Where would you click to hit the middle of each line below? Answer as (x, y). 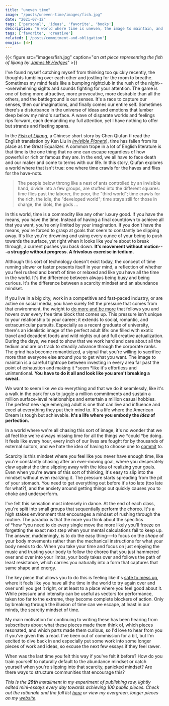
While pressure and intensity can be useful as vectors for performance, (79, 593)
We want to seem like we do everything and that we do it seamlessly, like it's (84, 388)
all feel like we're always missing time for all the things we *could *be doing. (84, 436)
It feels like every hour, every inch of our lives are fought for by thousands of (84, 441)
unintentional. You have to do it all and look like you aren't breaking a (77, 373)
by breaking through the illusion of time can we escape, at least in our (77, 604)
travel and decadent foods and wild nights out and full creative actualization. (84, 336)
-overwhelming (21, 88)
